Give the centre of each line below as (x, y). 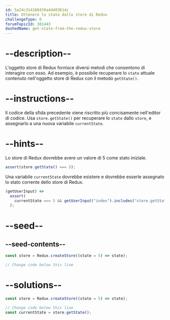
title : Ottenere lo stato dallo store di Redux (56, 15)
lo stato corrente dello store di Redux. (44, 182)
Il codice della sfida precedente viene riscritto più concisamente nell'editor (83, 113)
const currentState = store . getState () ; (49, 312)
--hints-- (25, 144)
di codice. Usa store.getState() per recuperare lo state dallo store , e (78, 118)
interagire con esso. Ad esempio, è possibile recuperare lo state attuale (80, 73)
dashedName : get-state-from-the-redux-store (53, 29)
